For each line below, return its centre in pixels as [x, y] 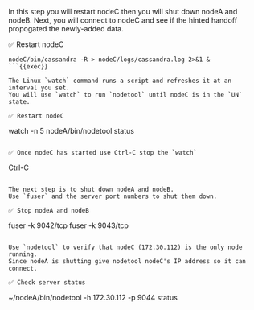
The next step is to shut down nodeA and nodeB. [91, 189]
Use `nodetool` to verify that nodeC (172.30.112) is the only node [125, 247]
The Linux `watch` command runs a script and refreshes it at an [120, 81]
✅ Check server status [47, 283]
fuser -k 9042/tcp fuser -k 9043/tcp [68, 225]
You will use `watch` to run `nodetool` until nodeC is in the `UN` [125, 95]
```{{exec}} [28, 67]
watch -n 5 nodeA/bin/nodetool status [72, 131]
